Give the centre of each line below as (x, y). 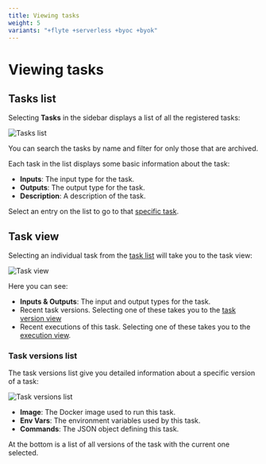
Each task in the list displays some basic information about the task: (119, 164)
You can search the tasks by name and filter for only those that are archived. (133, 148)
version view (40, 319)
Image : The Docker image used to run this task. (98, 412)
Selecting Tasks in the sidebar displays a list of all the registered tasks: (124, 118)
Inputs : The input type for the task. (77, 179)
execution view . (45, 336)
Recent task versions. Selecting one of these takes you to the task (128, 310)
